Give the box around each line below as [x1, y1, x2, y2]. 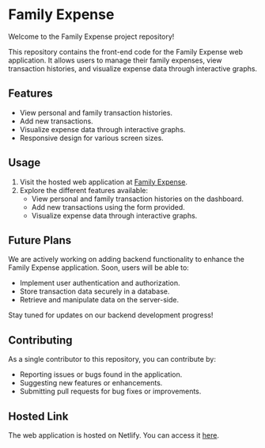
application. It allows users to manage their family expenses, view [8, 55, 222, 65]
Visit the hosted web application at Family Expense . [19, 177, 188, 187]
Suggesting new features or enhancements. [19, 378, 163, 388]
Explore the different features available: [19, 185, 149, 195]
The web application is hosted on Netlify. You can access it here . [8, 431, 220, 440]
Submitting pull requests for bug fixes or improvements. [19, 386, 202, 397]
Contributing [8, 333, 73, 347]
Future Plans [8, 233, 72, 247]
